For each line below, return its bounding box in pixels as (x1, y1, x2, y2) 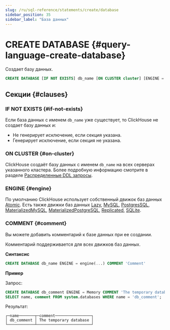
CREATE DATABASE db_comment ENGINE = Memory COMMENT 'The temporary (5, 289, 153, 295)
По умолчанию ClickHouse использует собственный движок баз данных (5, 196, 162, 203)
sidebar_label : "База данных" (5, 17, 69, 22)
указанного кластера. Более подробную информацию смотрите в (5, 167, 148, 173)
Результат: (5, 304, 28, 310)
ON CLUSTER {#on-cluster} (5, 150, 74, 157)
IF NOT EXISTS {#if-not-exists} (5, 105, 83, 112)
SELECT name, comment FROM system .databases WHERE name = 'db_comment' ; (5, 295, 162, 300)
